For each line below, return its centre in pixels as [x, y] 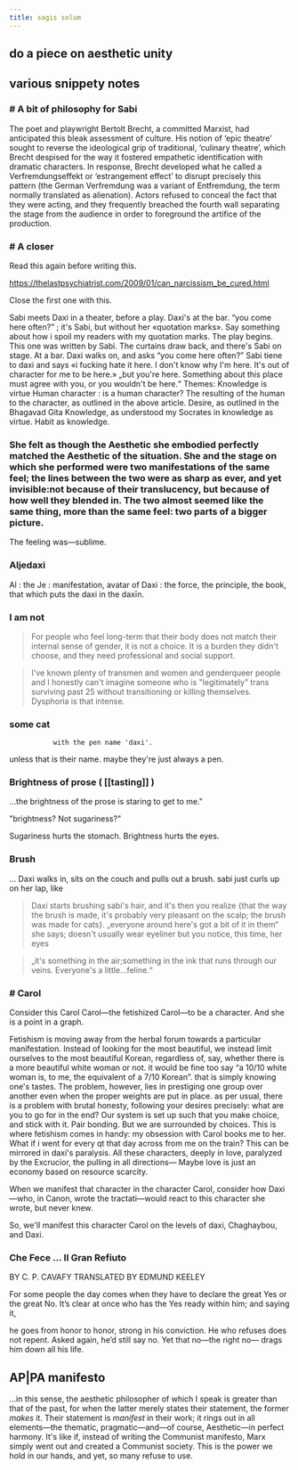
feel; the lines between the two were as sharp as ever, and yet [145, 478]
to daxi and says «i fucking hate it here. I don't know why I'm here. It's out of [149, 365]
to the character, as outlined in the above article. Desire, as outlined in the [144, 403]
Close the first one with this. [61, 300]
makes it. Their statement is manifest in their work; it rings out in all [132, 1418]
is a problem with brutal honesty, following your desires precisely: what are [147, 1106]
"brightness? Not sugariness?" [65, 819]
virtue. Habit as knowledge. [60, 421]
